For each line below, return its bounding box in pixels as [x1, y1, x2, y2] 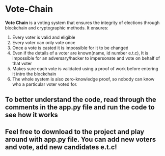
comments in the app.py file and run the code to [5, 103, 155, 111]
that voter [12, 60, 32, 66]
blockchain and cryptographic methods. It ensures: [5, 25, 109, 30]
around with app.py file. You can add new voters [5, 135, 156, 143]
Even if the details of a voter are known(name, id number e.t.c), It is [12, 50, 149, 56]
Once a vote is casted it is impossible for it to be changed [12, 45, 129, 51]
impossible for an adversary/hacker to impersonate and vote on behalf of [12, 55, 160, 61]
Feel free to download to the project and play [5, 128, 144, 136]
